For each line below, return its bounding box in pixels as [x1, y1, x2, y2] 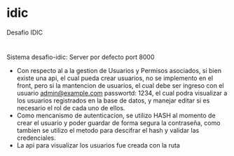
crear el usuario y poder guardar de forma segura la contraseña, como [16, 119, 221, 127]
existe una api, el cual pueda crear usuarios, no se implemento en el [16, 74, 214, 82]
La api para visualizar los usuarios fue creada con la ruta [16, 141, 180, 150]
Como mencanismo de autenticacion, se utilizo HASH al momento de [16, 111, 216, 120]
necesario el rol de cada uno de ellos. [16, 104, 125, 112]
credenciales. [16, 134, 57, 142]
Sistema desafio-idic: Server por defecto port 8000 [6, 53, 155, 61]
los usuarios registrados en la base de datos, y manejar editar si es [16, 96, 210, 105]
